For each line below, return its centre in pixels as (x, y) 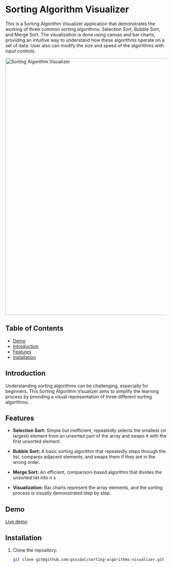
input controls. (20, 51)
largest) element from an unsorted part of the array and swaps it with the (90, 436)
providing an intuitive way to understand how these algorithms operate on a (85, 40)
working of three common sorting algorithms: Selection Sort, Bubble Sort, (83, 29)
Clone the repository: (35, 550)
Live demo (16, 522)
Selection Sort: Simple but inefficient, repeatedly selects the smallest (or (90, 430)
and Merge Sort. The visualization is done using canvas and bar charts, (80, 34)
